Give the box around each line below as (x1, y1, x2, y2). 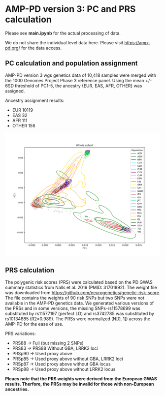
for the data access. (21, 45, 62, 51)
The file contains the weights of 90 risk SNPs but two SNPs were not (5, 295, 144, 301)
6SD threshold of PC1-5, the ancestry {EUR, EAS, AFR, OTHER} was (5, 83, 142, 89)
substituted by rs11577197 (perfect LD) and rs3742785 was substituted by (5, 310, 154, 316)
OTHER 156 (12, 122, 35, 128)
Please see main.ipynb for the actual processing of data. (5, 30, 121, 36)
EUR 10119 (12, 107, 33, 113)
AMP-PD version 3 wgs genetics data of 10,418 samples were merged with (5, 72, 157, 78)
